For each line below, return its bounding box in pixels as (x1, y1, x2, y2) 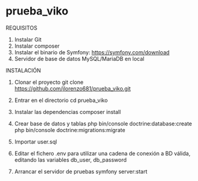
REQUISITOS (5, 24, 37, 31)
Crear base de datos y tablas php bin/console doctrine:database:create (14, 119, 193, 127)
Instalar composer (14, 42, 60, 49)
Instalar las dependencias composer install (14, 108, 121, 115)
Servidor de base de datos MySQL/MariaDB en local (14, 55, 145, 62)
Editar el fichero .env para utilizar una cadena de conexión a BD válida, (14, 150, 191, 157)
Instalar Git (14, 36, 42, 43)
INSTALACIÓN (5, 66, 42, 74)
